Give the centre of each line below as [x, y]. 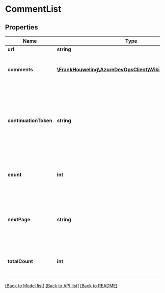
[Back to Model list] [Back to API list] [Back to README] [61, 286]
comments [20, 70]
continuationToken [30, 120]
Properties [22, 27]
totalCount [20, 261]
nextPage [19, 220]
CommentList [33, 9]
